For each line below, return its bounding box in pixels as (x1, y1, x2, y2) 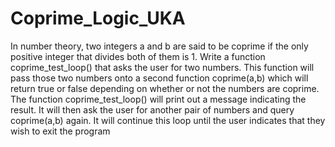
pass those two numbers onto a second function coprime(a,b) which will (10, 72, 309, 84)
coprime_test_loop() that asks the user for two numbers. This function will (10, 61, 315, 73)
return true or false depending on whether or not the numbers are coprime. (10, 82, 320, 94)
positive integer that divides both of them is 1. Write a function (10, 50, 266, 62)
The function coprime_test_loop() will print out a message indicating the (10, 93, 307, 105)
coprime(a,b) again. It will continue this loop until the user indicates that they (10, 114, 326, 126)
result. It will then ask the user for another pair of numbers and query (10, 103, 295, 116)
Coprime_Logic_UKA (10, 7, 186, 30)
